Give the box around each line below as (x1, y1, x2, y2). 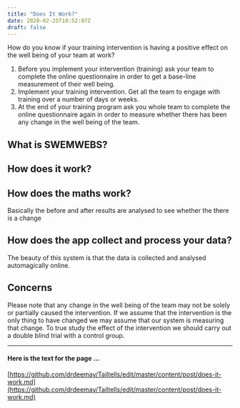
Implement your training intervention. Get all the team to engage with (17, 87, 221, 96)
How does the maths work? (7, 187, 131, 199)
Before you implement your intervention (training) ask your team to (17, 65, 214, 74)
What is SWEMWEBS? (7, 139, 108, 151)
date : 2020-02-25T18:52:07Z (7, 17, 91, 24)
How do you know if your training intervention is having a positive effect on (7, 44, 229, 52)
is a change (7, 214, 41, 222)
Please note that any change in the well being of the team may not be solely (7, 301, 231, 309)
